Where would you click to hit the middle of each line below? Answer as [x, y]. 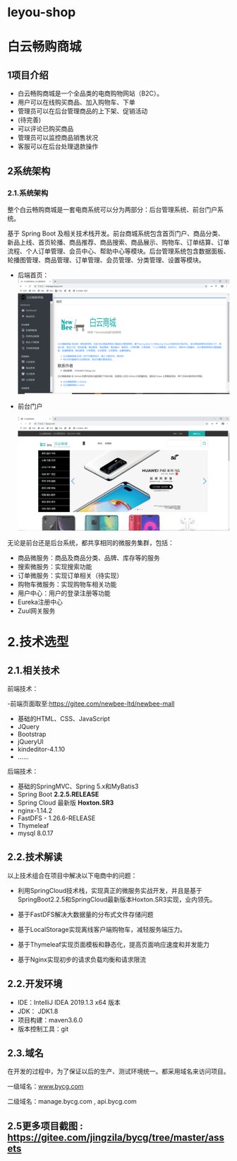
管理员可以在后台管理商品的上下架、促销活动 [83, 111]
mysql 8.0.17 [35, 833]
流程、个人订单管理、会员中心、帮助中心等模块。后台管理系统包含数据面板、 [119, 251]
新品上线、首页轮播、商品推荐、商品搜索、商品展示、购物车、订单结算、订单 [119, 242]
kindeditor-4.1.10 [41, 749]
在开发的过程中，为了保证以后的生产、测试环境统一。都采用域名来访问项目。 [119, 1071]
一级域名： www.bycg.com [45, 1087]
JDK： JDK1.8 [38, 1011]
